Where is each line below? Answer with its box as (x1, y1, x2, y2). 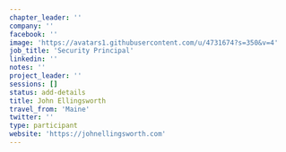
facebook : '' (9, 30, 58, 38)
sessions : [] (9, 80, 58, 89)
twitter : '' (9, 113, 54, 122)
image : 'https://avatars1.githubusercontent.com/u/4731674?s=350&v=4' (9, 38, 279, 47)
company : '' (9, 21, 54, 30)
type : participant (9, 122, 78, 131)
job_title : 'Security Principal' (9, 46, 134, 55)
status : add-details (9, 88, 87, 97)
